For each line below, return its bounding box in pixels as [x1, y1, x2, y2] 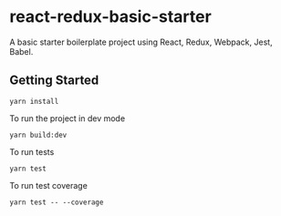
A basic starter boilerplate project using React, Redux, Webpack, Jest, [9, 36, 273, 47]
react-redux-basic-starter [9, 6, 212, 27]
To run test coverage [9, 180, 88, 190]
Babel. [9, 46, 34, 57]
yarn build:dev [9, 130, 68, 139]
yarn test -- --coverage [9, 198, 104, 207]
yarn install [9, 97, 59, 106]
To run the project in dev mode [9, 112, 126, 124]
